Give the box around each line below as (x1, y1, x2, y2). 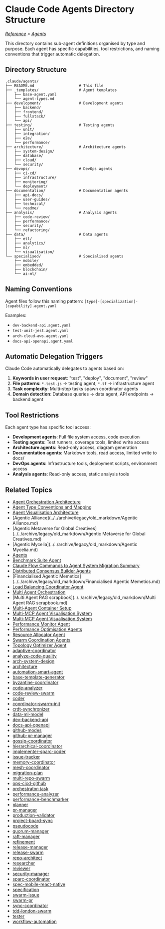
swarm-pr (12, 897, 33, 903)
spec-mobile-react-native (12, 881, 66, 887)
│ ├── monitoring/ (5, 179, 48, 184)
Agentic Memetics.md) (113, 578, 161, 584)
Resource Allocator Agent (12, 631, 66, 637)
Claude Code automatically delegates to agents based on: (5, 365, 124, 371)
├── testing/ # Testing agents (5, 122, 115, 127)
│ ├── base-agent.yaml (5, 91, 57, 97)
